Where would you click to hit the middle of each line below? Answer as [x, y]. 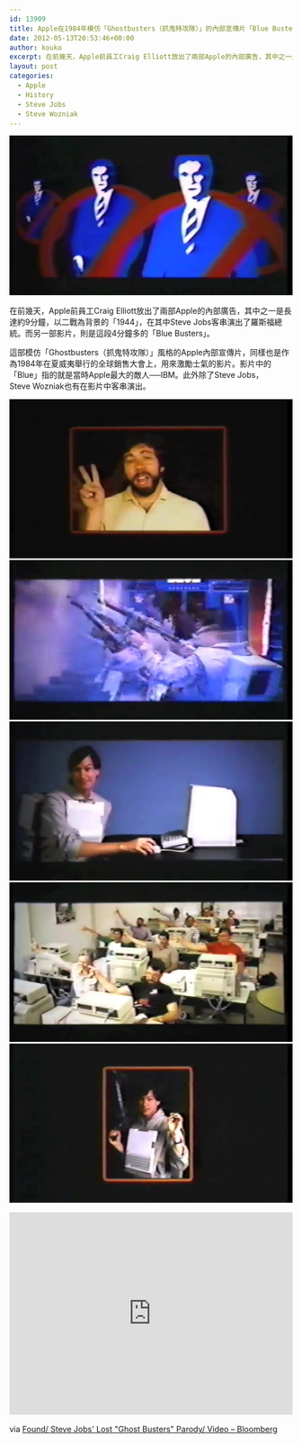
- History [36, 94]
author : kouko [36, 48]
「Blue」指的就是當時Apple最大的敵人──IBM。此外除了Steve [122, 374]
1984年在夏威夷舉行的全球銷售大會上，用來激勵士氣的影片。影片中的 [144, 363]
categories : [31, 76]
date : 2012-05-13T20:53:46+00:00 [72, 38]
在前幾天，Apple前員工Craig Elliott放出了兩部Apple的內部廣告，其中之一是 [147, 310]
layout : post [34, 67]
